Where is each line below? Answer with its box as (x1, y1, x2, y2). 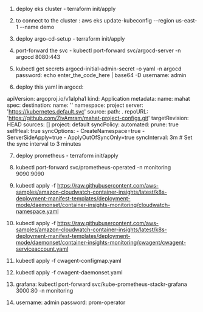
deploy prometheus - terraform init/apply (15, 152, 119, 159)
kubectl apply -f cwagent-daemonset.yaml (15, 269, 123, 276)
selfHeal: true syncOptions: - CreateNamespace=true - (7, 127, 145, 134)
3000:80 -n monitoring (15, 287, 74, 294)
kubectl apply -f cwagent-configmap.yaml (15, 257, 122, 264)
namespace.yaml (15, 208, 59, 215)
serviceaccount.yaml (15, 245, 69, 253)
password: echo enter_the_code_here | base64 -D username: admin (15, 72, 187, 78)
